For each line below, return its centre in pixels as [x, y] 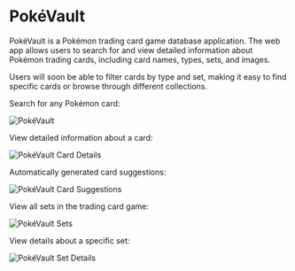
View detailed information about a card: [81, 137]
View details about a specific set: [70, 240]
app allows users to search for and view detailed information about [131, 50]
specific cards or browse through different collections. [109, 86]
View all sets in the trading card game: [79, 206]
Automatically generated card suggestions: [88, 172]
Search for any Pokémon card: [65, 103]
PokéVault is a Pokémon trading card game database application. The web [145, 41]
